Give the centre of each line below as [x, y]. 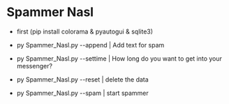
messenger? [35, 66]
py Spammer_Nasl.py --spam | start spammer [83, 93]
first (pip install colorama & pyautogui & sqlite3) [85, 31]
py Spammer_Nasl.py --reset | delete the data [83, 79]
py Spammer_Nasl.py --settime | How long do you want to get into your [119, 58]
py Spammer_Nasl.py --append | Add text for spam [90, 45]
